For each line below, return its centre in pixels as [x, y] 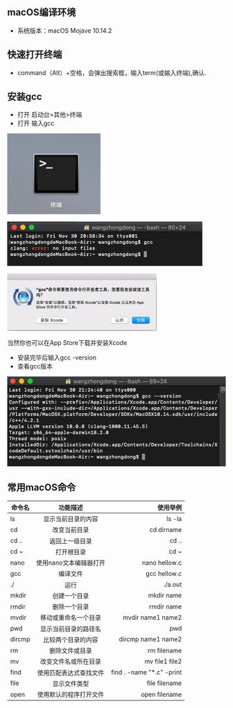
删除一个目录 [71, 606]
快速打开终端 [35, 55]
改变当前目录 [71, 530]
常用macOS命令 [42, 488]
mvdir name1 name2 [152, 617]
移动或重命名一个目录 [71, 618]
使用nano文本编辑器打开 [70, 563]
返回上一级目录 [71, 540]
